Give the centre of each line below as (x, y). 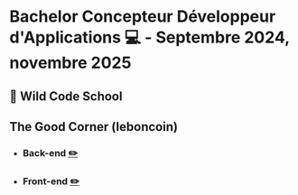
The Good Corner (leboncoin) (94, 127)
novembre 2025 (70, 63)
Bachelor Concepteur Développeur (143, 17)
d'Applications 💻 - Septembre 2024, (149, 37)
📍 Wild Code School (66, 96)
